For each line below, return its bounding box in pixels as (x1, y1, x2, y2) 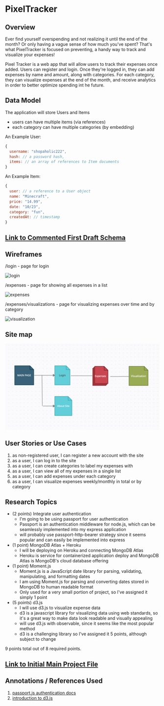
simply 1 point (19, 594, 47, 600)
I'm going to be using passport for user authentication (19, 516, 128, 522)
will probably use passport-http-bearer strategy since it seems (19, 532, 146, 538)
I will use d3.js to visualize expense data (19, 605, 101, 611)
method (19, 626, 35, 632)
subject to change (19, 636, 56, 642)
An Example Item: (5, 174, 41, 179)
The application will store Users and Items (5, 109, 90, 115)
